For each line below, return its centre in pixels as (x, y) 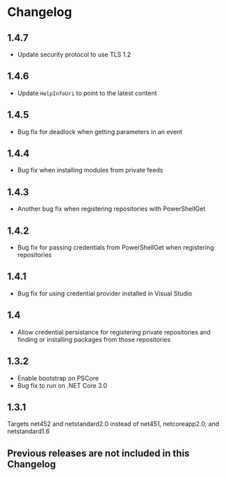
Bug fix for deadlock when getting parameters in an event (100, 131)
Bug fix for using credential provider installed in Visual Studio (105, 293)
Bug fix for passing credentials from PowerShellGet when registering (115, 248)
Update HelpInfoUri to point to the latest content (87, 93)
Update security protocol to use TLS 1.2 (74, 54)
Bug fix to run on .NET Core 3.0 (62, 385)
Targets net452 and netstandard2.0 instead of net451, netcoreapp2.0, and (113, 424)
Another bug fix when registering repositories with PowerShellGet (111, 209)
